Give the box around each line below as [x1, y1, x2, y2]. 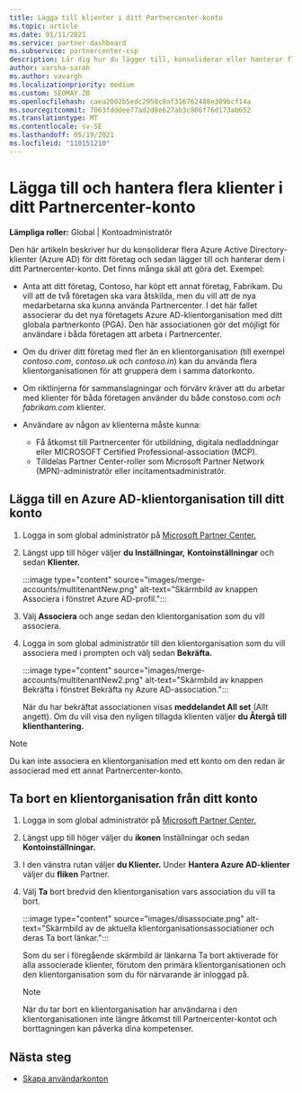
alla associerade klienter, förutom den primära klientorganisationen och [22, 960, 286, 970]
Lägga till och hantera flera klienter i [9, 178, 283, 198]
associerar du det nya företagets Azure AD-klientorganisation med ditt [22, 309, 283, 320]
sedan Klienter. [22, 556, 81, 568]
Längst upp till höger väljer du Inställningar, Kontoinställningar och [22, 547, 274, 558]
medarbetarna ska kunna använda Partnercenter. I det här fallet [22, 299, 258, 311]
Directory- [250, 244, 288, 255]
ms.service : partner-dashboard [9, 38, 127, 48]
